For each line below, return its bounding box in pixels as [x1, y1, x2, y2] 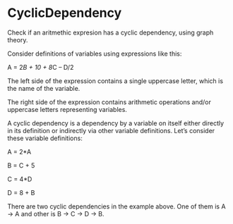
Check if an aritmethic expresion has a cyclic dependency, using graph [7, 28, 214, 37]
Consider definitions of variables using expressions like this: [7, 49, 182, 58]
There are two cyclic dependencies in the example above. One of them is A [7, 202, 226, 211]
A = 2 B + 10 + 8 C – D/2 [7, 63, 74, 71]
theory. [7, 35, 28, 44]
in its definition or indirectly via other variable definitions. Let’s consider [7, 126, 215, 135]
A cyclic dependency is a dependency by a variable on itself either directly [7, 118, 225, 127]
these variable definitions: [7, 134, 83, 142]
